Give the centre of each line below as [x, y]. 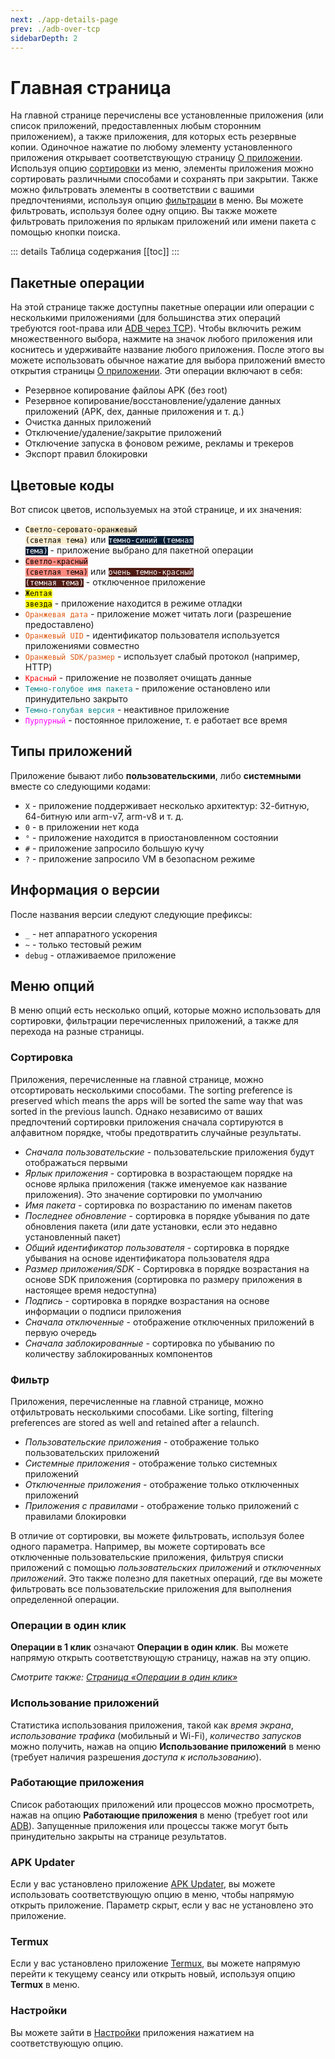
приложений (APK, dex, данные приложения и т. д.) [134, 412]
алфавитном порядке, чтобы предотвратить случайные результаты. [156, 1132]
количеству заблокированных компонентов [118, 1353]
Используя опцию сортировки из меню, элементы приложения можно [162, 168]
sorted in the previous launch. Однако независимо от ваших [136, 1111]
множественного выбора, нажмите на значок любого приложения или [161, 339]
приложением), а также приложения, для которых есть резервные [153, 137]
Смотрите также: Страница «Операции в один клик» [124, 1677]
